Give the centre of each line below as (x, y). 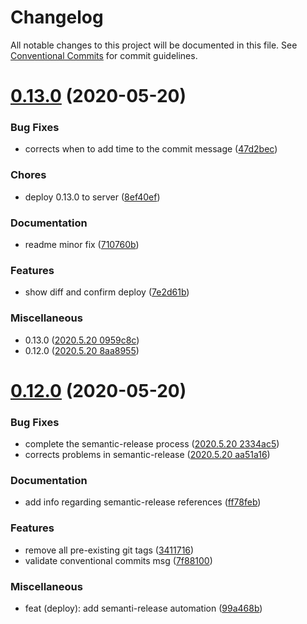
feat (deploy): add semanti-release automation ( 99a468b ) (143, 608)
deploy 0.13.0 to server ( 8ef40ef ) (92, 197)
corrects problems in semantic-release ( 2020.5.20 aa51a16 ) (147, 455)
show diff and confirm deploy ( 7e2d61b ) (107, 292)
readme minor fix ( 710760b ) (82, 245)
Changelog (57, 17)
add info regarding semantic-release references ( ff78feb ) (143, 502)
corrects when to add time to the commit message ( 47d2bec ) (151, 149)
